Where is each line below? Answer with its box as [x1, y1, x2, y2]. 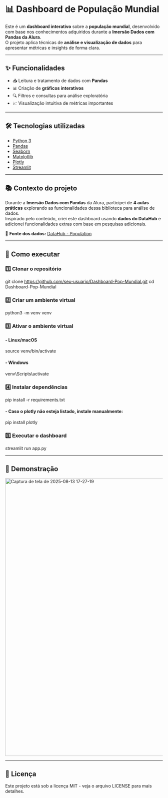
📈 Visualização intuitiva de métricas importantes [12, 100, 113, 106]
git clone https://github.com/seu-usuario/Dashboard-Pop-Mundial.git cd [5, 278, 154, 285]
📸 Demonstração [5, 465, 58, 473]
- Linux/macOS [5, 337, 37, 343]
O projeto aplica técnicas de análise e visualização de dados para [5, 39, 142, 45]
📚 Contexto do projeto [5, 184, 77, 192]
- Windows [5, 359, 28, 365]
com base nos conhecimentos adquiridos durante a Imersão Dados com [5, 29, 155, 35]
